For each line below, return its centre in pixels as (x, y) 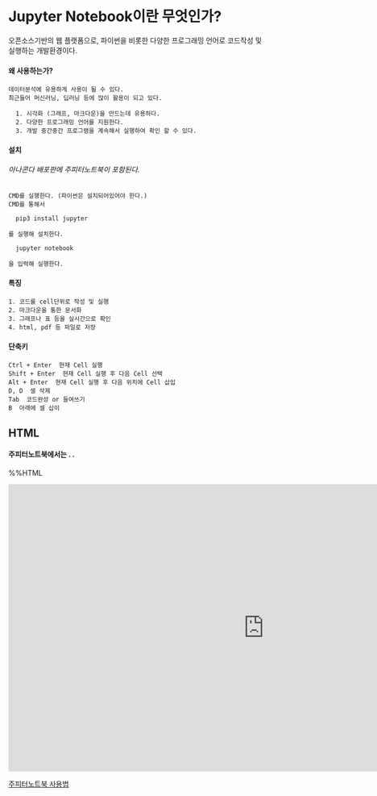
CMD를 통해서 (27, 204)
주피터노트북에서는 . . (41, 454)
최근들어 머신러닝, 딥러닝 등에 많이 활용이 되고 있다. (85, 98)
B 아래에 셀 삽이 (34, 408)
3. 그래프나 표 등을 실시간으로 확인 (60, 319)
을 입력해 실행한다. (36, 264)
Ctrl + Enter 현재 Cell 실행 (56, 365)
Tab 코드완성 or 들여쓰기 (47, 400)
